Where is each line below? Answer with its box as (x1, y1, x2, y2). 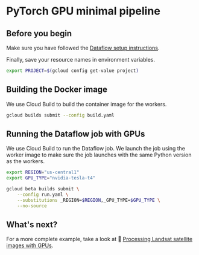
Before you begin (6, 28, 72, 39)
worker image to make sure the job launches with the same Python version (6, 151, 192, 158)
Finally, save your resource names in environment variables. (6, 56, 156, 63)
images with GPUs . (6, 242, 54, 249)
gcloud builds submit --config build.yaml (6, 112, 115, 118)
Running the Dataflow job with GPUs (6, 129, 145, 139)
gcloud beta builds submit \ (6, 186, 80, 192)
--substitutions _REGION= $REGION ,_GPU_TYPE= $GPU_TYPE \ (17, 197, 161, 203)
